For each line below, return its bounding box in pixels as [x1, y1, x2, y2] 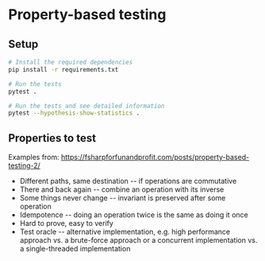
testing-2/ [8, 161, 41, 170]
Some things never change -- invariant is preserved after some [19, 193, 226, 203]
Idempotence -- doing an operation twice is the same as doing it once [19, 210, 248, 220]
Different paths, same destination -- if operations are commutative [19, 177, 237, 186]
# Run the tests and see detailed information [8, 102, 165, 110]
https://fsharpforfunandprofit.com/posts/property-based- [60, 153, 250, 162]
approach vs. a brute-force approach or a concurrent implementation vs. [19, 236, 258, 245]
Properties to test [8, 131, 97, 145]
